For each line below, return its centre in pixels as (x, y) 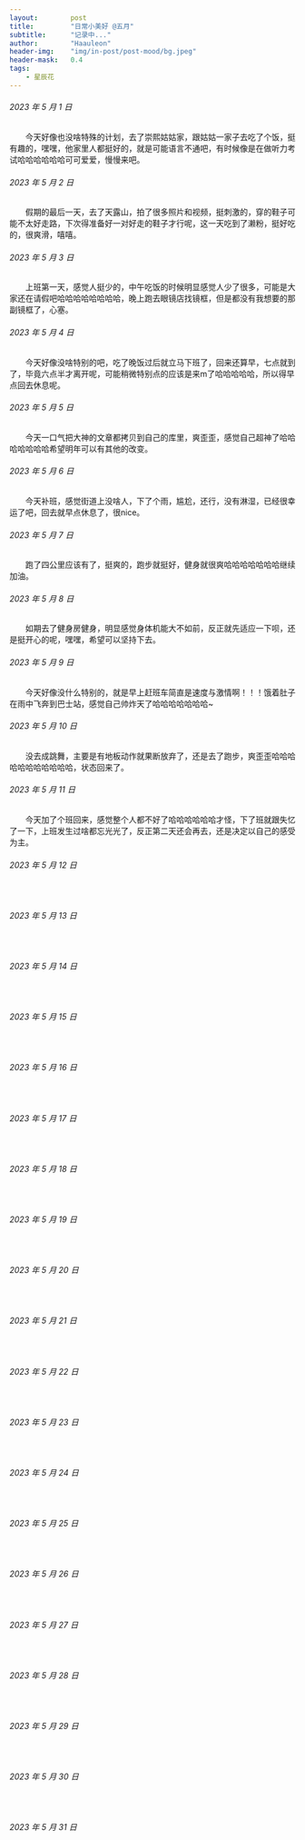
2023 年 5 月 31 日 (43, 1827)
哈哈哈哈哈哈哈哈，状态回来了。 (69, 767)
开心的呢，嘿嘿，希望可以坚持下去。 (93, 640)
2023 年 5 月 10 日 (44, 726)
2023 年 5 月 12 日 (43, 865)
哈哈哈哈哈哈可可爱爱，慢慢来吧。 (81, 159)
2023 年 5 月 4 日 (42, 332)
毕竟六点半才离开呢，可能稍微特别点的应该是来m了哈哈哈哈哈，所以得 (156, 373)
